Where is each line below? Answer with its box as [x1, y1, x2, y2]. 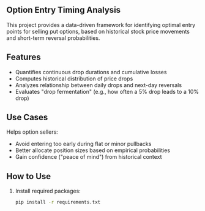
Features [6, 52, 41, 63]
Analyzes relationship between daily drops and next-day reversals [15, 81, 182, 88]
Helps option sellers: [6, 128, 58, 136]
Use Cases [6, 112, 48, 123]
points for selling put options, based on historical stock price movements [6, 28, 190, 35]
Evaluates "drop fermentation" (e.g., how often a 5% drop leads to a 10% [15, 88, 199, 95]
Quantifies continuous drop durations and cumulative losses [15, 68, 167, 75]
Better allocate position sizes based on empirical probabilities [15, 147, 170, 154]
